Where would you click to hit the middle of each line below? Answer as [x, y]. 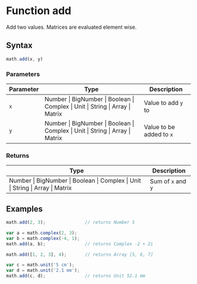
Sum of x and [168, 181]
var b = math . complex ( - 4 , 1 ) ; [43, 238]
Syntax [19, 45]
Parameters [23, 74]
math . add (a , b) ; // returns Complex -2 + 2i [80, 244]
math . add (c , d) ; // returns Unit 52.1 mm [76, 276]
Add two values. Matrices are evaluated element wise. [71, 27]
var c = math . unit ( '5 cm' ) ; [40, 265]
